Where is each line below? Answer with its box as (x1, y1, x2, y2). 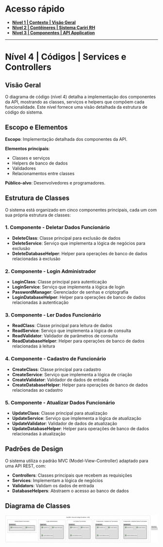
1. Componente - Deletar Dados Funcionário (5, 224, 110, 231)
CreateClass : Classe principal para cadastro (12, 366, 101, 372)
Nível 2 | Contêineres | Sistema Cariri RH (12, 24, 96, 30)
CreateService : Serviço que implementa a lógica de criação (12, 371, 132, 377)
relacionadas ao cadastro (12, 387, 63, 393)
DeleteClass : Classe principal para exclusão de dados (12, 235, 121, 241)
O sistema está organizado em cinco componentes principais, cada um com (5, 207, 157, 213)
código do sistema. (5, 109, 44, 115)
